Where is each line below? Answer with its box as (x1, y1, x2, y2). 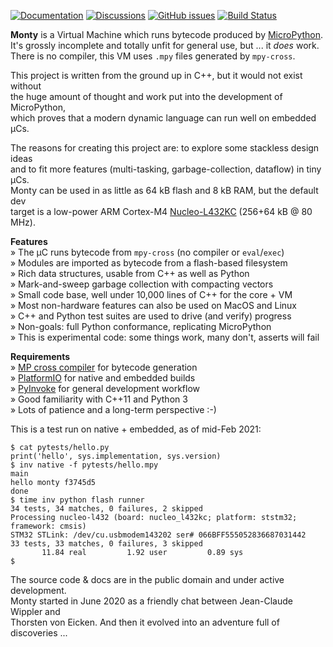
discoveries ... (10, 627, 68, 639)
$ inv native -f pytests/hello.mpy (10, 460, 159, 470)
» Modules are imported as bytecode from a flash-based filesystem (10, 257, 288, 269)
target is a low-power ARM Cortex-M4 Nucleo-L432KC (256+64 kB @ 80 (10, 206, 313, 217)
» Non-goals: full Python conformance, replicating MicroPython (10, 321, 272, 332)
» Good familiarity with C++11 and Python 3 (10, 393, 188, 405)
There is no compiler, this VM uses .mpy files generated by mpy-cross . (10, 50, 296, 62)
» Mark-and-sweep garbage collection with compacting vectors (10, 278, 274, 290)
